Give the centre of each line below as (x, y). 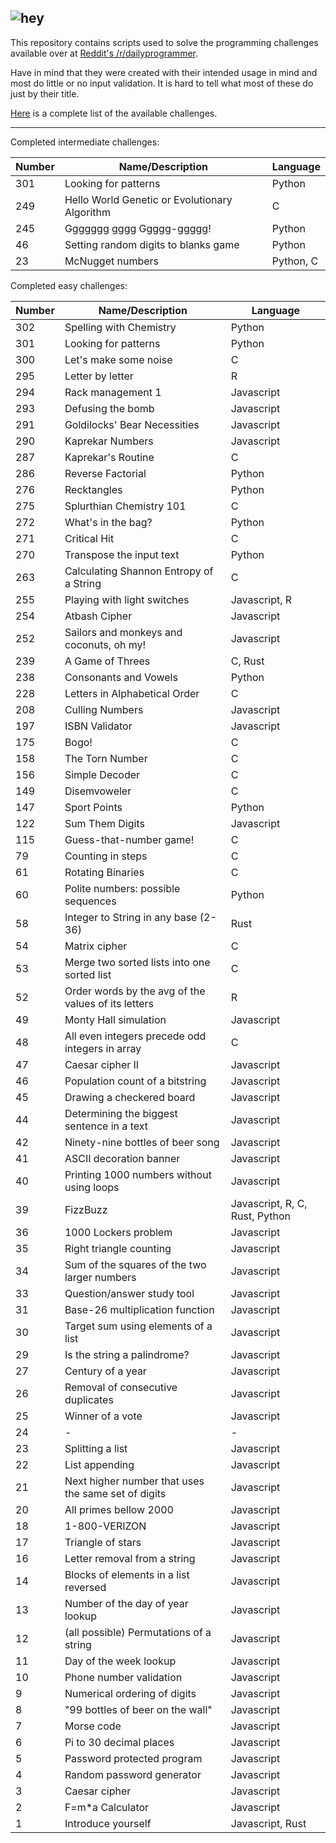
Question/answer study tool (129, 1293)
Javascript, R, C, (269, 1203)
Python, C (295, 261)
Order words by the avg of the (135, 991)
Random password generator (133, 1774)
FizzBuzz (86, 1209)
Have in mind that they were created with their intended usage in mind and (164, 72)
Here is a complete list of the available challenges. (114, 113)
